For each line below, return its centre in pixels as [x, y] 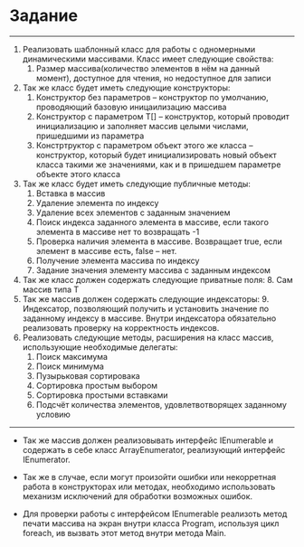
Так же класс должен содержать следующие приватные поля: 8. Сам [157, 279]
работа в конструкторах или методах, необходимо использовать [149, 486]
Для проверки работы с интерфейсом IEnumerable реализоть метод [155, 514]
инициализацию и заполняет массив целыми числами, [142, 126]
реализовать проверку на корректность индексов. [121, 327]
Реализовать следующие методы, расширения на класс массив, [148, 337]
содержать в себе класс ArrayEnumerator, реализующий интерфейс [154, 449]
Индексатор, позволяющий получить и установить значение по [146, 308]
